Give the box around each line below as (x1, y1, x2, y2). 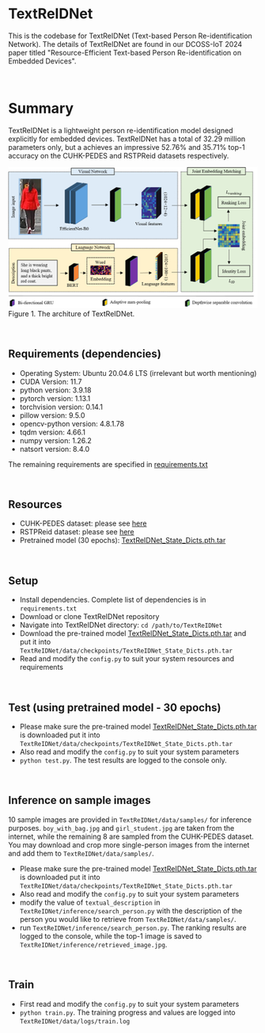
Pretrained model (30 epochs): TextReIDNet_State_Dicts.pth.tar (19, 536, 226, 545)
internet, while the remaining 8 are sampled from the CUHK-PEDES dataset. (8, 832, 255, 841)
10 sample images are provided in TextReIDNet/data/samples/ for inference (8, 814, 252, 824)
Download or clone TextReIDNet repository (19, 612, 160, 622)
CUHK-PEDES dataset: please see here (19, 518, 147, 528)
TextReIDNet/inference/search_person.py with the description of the (19, 905, 243, 916)
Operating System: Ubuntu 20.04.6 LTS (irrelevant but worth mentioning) (19, 368, 257, 377)
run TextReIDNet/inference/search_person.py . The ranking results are (19, 923, 247, 932)
